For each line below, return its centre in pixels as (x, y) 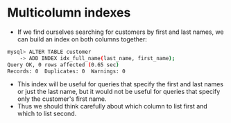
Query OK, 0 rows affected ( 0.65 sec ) (63, 65)
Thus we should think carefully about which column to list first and (112, 106)
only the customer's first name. (62, 99)
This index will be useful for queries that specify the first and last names (120, 84)
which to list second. (47, 114)
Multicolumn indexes (69, 13)
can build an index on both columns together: (82, 39)
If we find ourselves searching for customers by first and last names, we (120, 32)
